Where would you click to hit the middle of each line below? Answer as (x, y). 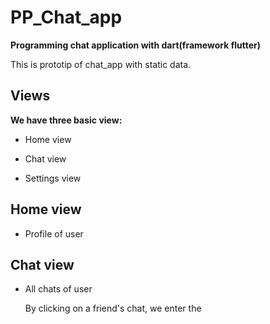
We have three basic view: (66, 120)
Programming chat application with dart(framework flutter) (136, 45)
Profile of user (54, 233)
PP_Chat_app (66, 17)
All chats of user (58, 289)
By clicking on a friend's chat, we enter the (113, 308)
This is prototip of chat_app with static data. (101, 64)
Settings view (53, 178)
